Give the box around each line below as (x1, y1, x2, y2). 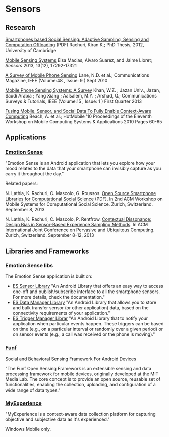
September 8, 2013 (5, 206, 45, 212)
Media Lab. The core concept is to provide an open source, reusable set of (5, 376, 160, 382)
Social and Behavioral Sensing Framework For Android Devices (5, 356, 136, 362)
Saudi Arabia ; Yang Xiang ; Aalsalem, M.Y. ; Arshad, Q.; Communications (5, 93, 157, 99)
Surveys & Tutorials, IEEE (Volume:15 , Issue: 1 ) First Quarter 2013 (5, 98, 142, 104)
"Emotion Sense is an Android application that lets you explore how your (5, 160, 155, 166)
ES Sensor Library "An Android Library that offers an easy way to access (12, 283, 163, 289)
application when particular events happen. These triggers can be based (12, 321, 164, 327)
